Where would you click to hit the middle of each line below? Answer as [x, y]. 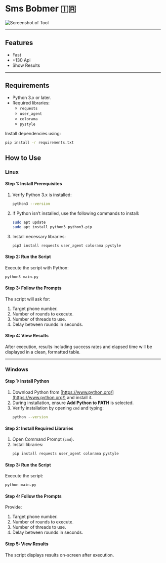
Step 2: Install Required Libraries [39, 428]
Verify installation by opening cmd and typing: [58, 408]
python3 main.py [22, 277]
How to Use [23, 158]
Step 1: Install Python [27, 381]
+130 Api [21, 60]
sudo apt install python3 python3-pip [52, 227]
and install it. [80, 398]
